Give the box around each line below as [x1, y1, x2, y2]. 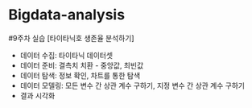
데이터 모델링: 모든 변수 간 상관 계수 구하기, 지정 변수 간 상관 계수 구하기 [19, 81, 246, 90]
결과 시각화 [19, 90, 56, 100]
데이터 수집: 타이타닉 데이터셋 [19, 50, 114, 60]
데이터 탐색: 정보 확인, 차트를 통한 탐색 [19, 70, 141, 80]
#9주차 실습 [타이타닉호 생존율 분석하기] [8, 33, 134, 43]
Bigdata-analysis [8, 6, 126, 24]
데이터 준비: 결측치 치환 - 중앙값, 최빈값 [19, 60, 144, 70]
